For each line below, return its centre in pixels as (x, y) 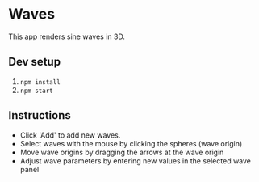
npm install (40, 82)
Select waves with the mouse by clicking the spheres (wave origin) (131, 143)
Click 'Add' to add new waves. (70, 135)
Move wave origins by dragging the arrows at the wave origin (122, 152)
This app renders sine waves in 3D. (67, 36)
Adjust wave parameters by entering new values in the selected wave (136, 161)
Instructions (40, 115)
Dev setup (35, 62)
